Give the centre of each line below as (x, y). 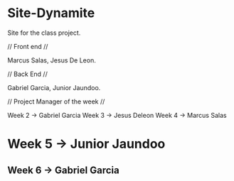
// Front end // (28, 46)
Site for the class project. (44, 33)
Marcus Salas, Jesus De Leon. (52, 60)
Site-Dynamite (51, 13)
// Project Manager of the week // (56, 102)
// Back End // (27, 74)
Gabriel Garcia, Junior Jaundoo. (54, 87)
